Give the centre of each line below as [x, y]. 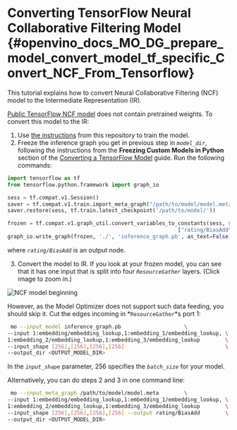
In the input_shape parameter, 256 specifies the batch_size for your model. [116, 366]
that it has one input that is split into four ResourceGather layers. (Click [119, 271]
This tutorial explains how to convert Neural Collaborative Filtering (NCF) [113, 93]
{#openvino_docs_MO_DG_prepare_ [115, 43]
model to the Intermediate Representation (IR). [75, 100]
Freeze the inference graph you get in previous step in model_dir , [112, 142]
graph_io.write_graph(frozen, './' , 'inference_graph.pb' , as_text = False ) [120, 237]
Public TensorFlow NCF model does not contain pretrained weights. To [110, 114]
